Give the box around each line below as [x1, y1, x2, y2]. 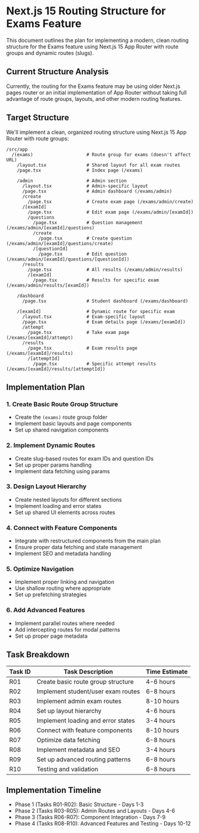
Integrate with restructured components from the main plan [14, 537, 161, 544]
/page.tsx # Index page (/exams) [17, 167, 143, 173]
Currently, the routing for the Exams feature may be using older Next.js [6, 82, 180, 90]
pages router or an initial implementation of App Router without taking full [6, 88, 187, 96]
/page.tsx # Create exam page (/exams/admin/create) [27, 198, 194, 204]
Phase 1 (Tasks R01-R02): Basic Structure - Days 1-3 [14, 801, 144, 808]
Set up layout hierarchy [36, 706, 102, 715]
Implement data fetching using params [14, 467, 111, 474]
